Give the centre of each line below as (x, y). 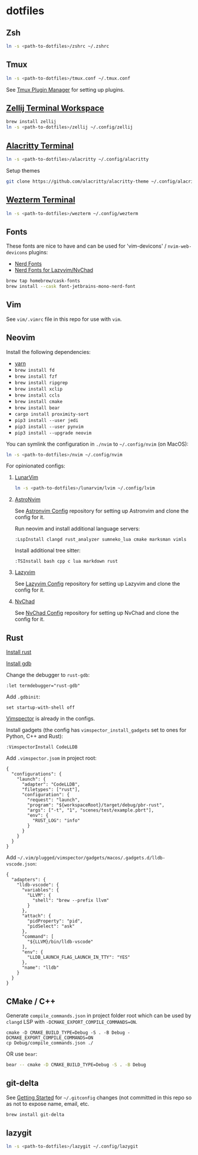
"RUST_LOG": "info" (56, 821)
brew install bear (37, 408)
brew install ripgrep (41, 382)
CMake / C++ (31, 1001)
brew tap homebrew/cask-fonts (43, 281)
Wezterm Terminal (41, 200)
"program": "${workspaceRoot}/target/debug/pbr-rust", (96, 805)
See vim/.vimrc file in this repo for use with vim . (64, 319)
